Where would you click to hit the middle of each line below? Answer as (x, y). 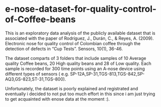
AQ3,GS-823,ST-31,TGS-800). (36, 79)
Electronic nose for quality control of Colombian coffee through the (73, 43)
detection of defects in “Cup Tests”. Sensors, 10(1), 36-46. (64, 49)
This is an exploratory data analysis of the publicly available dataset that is (80, 33)
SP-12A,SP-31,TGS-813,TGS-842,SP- (107, 74)
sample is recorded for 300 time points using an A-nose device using (75, 68)
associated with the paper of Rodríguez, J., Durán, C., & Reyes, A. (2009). (80, 38)
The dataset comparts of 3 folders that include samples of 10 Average (76, 58)
